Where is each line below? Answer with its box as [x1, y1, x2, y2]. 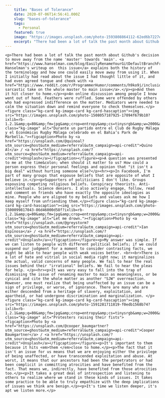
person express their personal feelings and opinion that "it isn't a [5, 164, 153, 170]
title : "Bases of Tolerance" [14, 7, 74, 12]
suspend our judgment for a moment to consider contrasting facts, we [5, 246, 153, 251]
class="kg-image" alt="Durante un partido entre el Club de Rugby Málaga [5, 126, 160, 131]
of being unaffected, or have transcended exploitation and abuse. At [5, 353, 153, 359]
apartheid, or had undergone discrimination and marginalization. [5, 293, 144, 298]
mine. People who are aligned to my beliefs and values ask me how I [5, 195, 151, 199]
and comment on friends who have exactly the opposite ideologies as [5, 190, 151, 195]
